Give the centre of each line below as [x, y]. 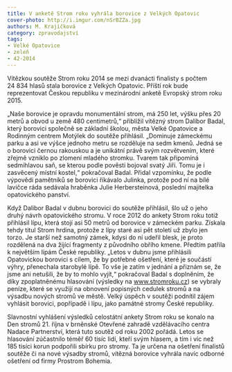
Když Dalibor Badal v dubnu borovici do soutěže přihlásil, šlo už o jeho [107, 207]
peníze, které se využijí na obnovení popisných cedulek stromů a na [104, 288]
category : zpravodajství [43, 33]
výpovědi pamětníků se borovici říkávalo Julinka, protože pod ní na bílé [108, 180]
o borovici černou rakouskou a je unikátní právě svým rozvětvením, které [111, 150]
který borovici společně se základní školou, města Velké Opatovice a [105, 128]
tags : [15, 39]
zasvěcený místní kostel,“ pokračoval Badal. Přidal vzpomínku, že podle [109, 172]
